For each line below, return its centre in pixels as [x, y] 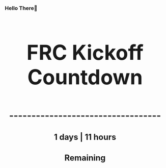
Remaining [85, 158]
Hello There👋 [21, 8]
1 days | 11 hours [85, 137]
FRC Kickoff [85, 52]
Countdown [85, 77]
